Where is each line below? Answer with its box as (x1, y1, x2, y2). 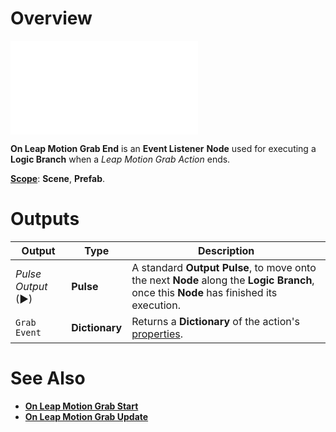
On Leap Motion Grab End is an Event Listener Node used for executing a (10, 142, 317, 154)
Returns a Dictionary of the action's (131, 314, 300, 328)
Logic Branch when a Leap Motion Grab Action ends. (10, 153, 231, 165)
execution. (131, 298, 181, 312)
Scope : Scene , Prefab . (10, 172, 106, 184)
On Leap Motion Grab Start (24, 400, 139, 412)
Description (197, 243, 255, 257)
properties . (131, 327, 183, 341)
